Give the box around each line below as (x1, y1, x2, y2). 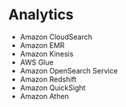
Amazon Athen (19, 91, 70, 101)
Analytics (8, 6, 74, 24)
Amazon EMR (19, 40, 65, 50)
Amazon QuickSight (19, 82, 86, 93)
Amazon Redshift (19, 74, 77, 84)
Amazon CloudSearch (19, 32, 93, 42)
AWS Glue (19, 57, 54, 67)
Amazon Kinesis (19, 49, 74, 58)
